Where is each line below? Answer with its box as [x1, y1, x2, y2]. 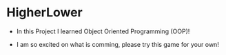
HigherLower [6, 5, 83, 20]
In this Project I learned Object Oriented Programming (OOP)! [16, 27, 190, 35]
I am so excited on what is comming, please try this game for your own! [16, 40, 220, 48]
